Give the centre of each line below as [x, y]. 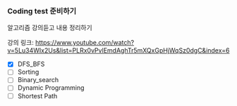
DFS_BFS [31, 64]
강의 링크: [20, 43]
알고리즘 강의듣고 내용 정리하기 [50, 28]
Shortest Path [37, 95]
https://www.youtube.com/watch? [85, 43]
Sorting [28, 72]
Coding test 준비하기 [42, 11]
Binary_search [38, 80]
